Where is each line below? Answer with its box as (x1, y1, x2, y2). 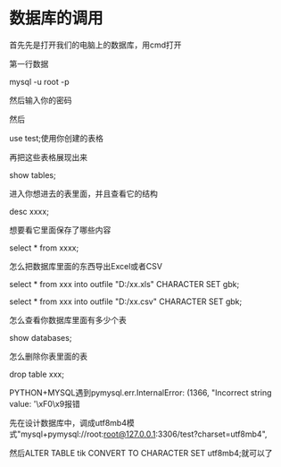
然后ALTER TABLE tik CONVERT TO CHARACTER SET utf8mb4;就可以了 (9, 447, 273, 458)
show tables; (9, 169, 56, 180)
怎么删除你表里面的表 (9, 351, 87, 361)
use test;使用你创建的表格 (9, 132, 104, 143)
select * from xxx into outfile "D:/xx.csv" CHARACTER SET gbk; (9, 296, 243, 307)
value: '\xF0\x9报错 (9, 398, 80, 409)
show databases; (9, 332, 72, 343)
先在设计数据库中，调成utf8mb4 (9, 417, 128, 428)
